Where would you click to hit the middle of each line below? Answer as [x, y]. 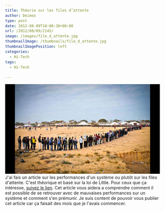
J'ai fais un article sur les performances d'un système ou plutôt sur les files [81, 177]
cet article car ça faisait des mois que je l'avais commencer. [66, 204]
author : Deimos [21, 15]
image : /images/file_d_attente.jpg [41, 36]
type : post [16, 21]
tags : [11, 62]
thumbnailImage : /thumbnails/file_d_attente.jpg [56, 42]
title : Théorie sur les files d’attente [47, 10]
